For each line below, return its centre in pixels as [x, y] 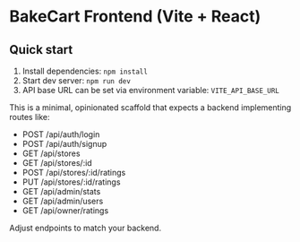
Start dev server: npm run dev [77, 81]
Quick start [41, 50]
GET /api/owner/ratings [65, 211]
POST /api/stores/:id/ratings [74, 173]
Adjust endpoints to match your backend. [86, 228]
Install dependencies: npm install [85, 71]
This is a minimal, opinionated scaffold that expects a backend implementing [150, 108]
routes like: [30, 117]
